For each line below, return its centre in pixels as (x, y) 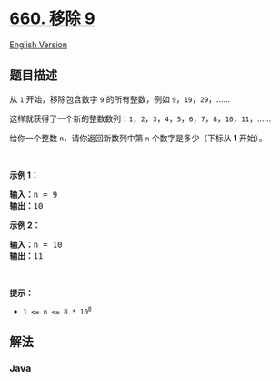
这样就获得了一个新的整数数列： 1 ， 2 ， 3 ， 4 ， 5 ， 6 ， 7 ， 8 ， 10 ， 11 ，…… (140, 118)
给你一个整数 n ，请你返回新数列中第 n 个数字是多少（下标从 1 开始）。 (139, 138)
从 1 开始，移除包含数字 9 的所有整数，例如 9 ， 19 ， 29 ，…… (120, 99)
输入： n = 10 (36, 244)
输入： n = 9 (34, 194)
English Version (39, 44)
